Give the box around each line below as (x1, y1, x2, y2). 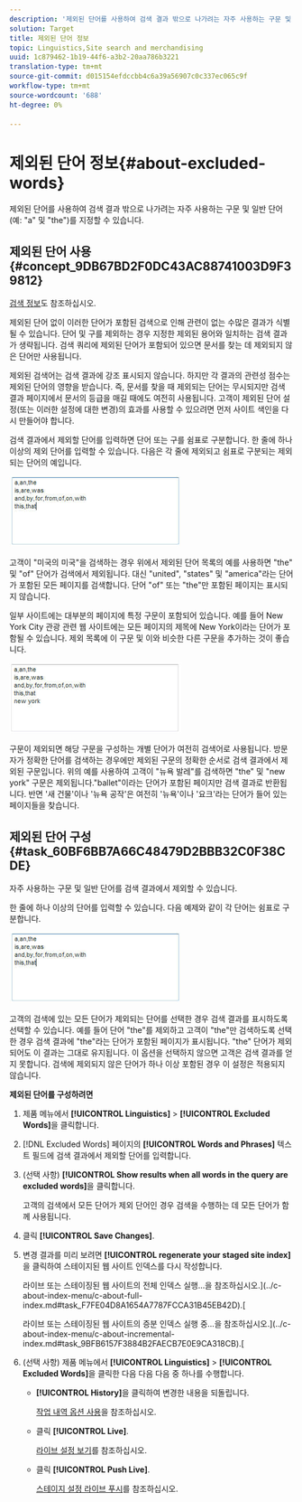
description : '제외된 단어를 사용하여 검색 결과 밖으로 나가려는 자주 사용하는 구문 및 (9, 14, 292, 23)
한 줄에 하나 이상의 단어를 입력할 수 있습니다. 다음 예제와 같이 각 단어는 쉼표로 (9, 902, 281, 913)
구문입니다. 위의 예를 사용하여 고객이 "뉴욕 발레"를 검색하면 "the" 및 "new (25, 766, 286, 777)
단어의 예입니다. (25, 457, 82, 468)
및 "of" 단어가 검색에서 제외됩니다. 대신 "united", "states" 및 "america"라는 (9, 568, 278, 579)
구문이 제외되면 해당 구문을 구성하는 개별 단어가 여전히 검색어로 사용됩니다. (9, 744, 272, 755)
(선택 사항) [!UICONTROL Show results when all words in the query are (22, 1169, 288, 1179)
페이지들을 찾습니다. (9, 800, 79, 811)
